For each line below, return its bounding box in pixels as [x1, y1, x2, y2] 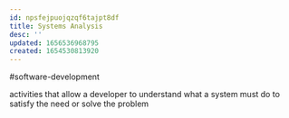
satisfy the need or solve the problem [9, 98, 149, 109]
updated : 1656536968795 [9, 38, 100, 48]
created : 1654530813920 [9, 47, 100, 56]
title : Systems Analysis [9, 22, 103, 31]
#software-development [9, 71, 100, 82]
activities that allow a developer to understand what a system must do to [9, 89, 281, 100]
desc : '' [9, 30, 43, 39]
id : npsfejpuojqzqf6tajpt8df [9, 13, 120, 23]
